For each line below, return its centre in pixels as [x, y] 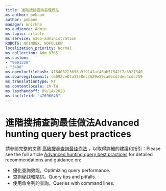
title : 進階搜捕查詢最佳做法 [32, 10]
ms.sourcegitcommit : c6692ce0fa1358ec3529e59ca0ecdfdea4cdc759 [74, 77]
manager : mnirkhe [24, 24]
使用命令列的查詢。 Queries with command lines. [64, 183]
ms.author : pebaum [25, 15]
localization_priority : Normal [39, 48]
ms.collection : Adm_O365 [32, 53]
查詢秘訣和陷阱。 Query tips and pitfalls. [54, 177]
